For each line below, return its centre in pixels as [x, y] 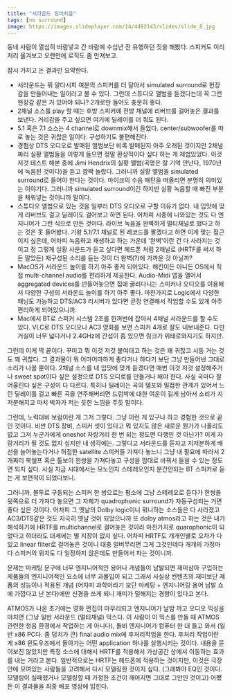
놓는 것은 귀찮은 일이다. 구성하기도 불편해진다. [87, 137]
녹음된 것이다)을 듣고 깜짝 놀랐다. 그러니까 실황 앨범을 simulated [111, 172]
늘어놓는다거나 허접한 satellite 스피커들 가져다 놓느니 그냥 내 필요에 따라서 [119, 452]
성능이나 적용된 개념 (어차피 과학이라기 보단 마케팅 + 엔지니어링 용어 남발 [118, 585]
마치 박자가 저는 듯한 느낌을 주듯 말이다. [90, 403]
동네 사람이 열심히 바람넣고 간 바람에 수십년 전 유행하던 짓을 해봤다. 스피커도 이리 [116, 47]
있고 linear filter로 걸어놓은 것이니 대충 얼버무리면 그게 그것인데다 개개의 [105, 545]
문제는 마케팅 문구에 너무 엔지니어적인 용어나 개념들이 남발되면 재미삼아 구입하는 [115, 568]
